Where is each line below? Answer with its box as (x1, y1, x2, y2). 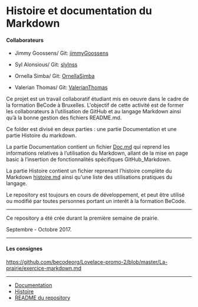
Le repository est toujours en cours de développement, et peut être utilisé (6, 191, 185, 198)
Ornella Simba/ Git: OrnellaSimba (14, 73, 95, 80)
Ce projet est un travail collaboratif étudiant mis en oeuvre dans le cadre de (6, 96, 189, 103)
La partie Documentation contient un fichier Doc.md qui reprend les (6, 143, 170, 151)
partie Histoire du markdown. (6, 132, 77, 139)
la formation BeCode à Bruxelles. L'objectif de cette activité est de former (6, 102, 184, 109)
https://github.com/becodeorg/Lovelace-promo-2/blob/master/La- (6, 258, 168, 265)
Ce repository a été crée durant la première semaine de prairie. (6, 214, 159, 222)
